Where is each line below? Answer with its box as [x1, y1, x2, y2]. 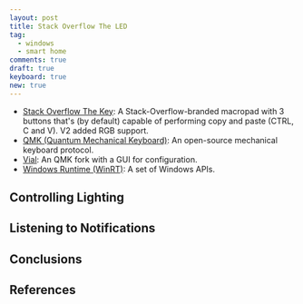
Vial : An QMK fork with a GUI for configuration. [22, 153, 198, 164]
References [9, 282, 76, 298]
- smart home [17, 47, 67, 56]
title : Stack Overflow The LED [9, 22, 128, 31]
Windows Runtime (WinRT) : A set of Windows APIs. [22, 163, 216, 174]
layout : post [9, 13, 59, 23]
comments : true [9, 55, 67, 64]
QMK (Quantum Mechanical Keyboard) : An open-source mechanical [22, 134, 279, 145]
